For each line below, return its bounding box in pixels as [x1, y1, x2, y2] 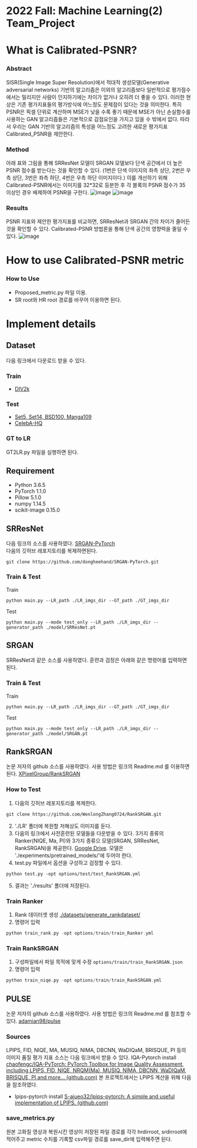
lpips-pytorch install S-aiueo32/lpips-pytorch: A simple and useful [14, 1093, 175, 1100]
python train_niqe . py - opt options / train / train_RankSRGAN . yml [6, 977, 162, 984]
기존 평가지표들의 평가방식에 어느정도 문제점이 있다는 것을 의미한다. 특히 [16, 101, 182, 108]
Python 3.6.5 [14, 482, 46, 489]
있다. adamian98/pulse [6, 1017, 61, 1024]
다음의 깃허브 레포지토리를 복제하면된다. [6, 548, 98, 555]
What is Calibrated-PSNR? [6, 44, 137, 57]
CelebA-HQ [14, 420, 43, 427]
